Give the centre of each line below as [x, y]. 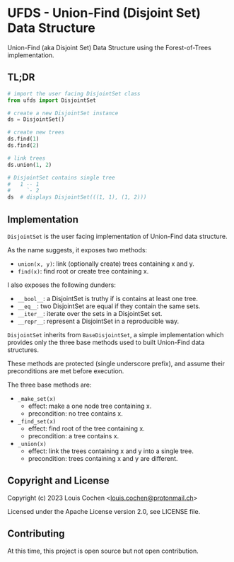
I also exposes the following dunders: [62, 285]
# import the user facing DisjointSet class [74, 93]
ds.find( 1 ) [23, 139]
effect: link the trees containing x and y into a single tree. [111, 451]
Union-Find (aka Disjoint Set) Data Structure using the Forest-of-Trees [110, 47]
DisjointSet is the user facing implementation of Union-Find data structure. [117, 236]
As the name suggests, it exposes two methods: [77, 250]
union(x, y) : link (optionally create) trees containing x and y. [106, 264]
